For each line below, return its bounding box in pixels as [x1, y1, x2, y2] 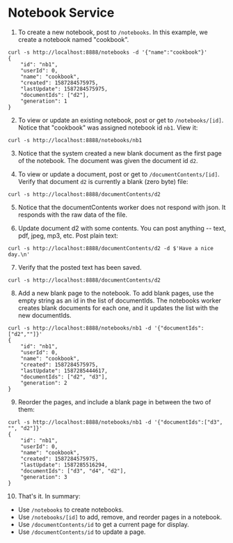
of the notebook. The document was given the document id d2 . [17, 156, 198, 165]
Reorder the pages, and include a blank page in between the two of [17, 397, 211, 406]
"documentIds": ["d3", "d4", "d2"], [20, 467, 127, 475]
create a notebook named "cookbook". [17, 35, 129, 43]
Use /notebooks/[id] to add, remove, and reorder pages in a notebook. [17, 512, 222, 521]
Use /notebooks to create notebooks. [17, 505, 124, 514]
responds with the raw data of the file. [17, 211, 128, 219]
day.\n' [8, 251, 31, 258]
